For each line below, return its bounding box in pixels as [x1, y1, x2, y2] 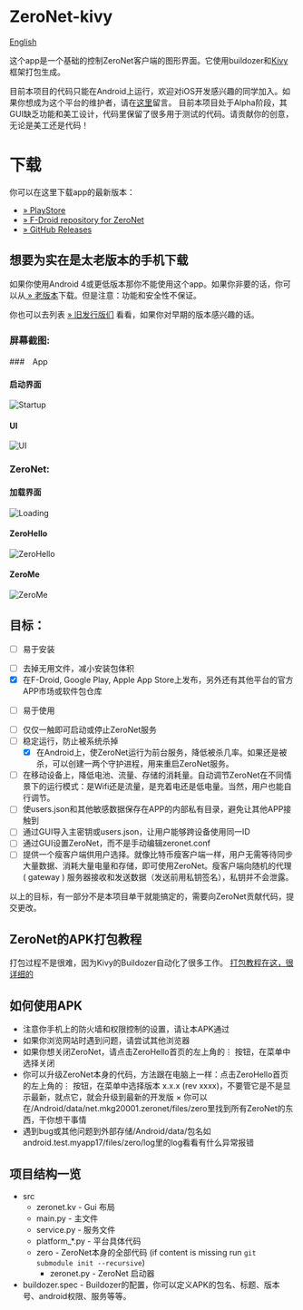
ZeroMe [9, 569, 40, 580]
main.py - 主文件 [35, 1213, 98, 1224]
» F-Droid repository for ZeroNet [22, 214, 145, 225]
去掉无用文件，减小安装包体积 [22, 662, 134, 673]
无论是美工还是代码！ [9, 120, 89, 131]
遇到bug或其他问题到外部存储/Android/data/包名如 [22, 1126, 211, 1137]
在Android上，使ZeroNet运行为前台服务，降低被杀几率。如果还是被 [35, 747, 288, 758]
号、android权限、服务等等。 [22, 1290, 132, 1301]
